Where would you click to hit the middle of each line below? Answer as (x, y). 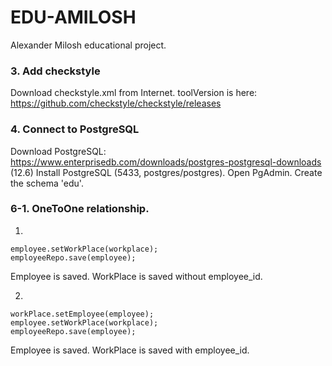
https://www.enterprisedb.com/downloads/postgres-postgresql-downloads (166, 162)
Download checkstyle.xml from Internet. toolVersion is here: (134, 93)
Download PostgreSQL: (58, 151)
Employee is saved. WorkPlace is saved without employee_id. (136, 276)
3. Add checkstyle (55, 71)
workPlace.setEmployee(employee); (82, 314)
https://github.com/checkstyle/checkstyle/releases (116, 103)
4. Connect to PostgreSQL (75, 129)
